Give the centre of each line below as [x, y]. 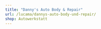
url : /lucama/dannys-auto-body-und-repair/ [51, 14]
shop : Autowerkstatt [26, 19]
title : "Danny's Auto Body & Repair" [44, 10]
